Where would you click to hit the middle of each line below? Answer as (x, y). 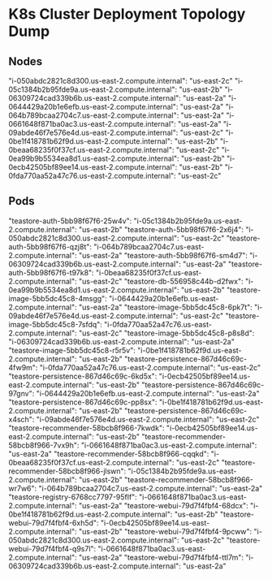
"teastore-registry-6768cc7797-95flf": (73, 497)
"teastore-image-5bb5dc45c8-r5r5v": (72, 350)
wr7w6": (23, 488)
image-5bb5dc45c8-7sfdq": (56, 324)
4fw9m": (23, 367)
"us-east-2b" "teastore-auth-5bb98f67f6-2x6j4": (161, 229)
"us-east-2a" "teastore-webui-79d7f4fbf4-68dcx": (164, 505)
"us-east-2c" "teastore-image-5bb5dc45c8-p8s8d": (166, 333)
